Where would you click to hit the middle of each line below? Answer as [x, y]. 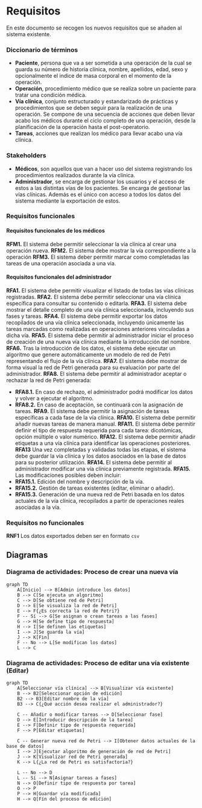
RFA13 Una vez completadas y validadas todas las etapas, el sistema [100, 449]
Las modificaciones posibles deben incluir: [68, 475]
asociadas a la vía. [38, 507]
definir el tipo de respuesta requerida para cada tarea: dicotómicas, [99, 430]
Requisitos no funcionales [45, 523]
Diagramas [27, 555]
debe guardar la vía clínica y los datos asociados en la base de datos [100, 456]
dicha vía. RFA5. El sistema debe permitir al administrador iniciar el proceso [100, 335]
